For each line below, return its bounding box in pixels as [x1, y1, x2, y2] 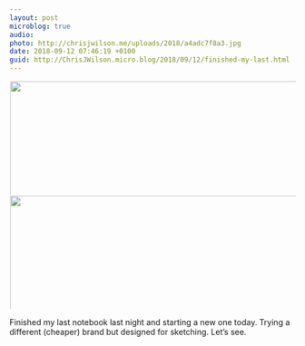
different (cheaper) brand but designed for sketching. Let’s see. [9, 327, 247, 337]
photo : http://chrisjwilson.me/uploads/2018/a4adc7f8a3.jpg [9, 38, 242, 48]
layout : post [9, 13, 59, 23]
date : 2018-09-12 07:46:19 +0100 [9, 47, 136, 56]
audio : [9, 30, 34, 39]
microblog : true [9, 22, 71, 31]
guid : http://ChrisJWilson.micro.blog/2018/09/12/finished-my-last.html [9, 55, 290, 64]
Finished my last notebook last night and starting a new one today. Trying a [9, 317, 290, 327]
